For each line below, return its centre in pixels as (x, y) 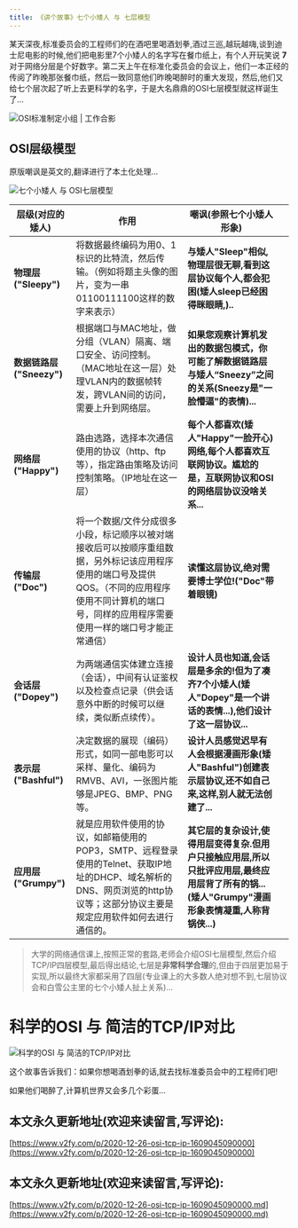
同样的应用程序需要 (134, 615)
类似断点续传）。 (127, 718)
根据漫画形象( (234, 754)
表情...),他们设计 (239, 711)
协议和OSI (253, 478)
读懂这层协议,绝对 (224, 568)
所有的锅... (244, 884)
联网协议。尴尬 (219, 465)
